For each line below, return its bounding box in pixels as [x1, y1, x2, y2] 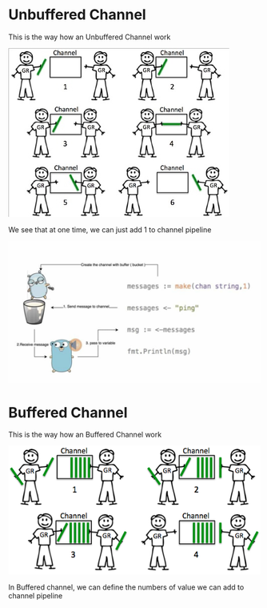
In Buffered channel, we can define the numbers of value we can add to [8, 582, 245, 592]
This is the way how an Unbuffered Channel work [8, 32, 171, 42]
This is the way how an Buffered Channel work [8, 430, 162, 440]
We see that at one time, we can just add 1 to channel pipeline [8, 224, 212, 234]
